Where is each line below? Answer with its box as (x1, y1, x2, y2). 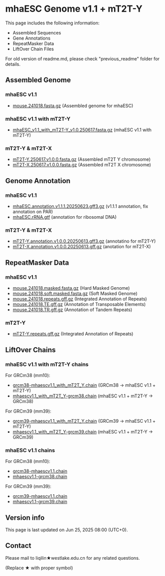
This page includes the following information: (5, 20, 100, 26)
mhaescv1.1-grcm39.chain (12, 498, 68, 505)
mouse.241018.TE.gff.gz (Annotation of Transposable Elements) (12, 301, 146, 307)
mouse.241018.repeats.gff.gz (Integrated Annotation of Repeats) (12, 295, 147, 302)
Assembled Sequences (12, 29, 61, 36)
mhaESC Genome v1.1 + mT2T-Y (5, 3, 143, 15)
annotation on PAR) (12, 209, 53, 215)
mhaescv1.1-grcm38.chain (12, 473, 68, 480)
